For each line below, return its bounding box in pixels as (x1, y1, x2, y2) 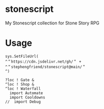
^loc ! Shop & (5, 82, 35, 87)
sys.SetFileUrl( (5, 54, 39, 59)
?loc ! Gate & (5, 77, 35, 83)
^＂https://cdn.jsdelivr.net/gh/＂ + (5, 59, 82, 64)
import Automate (9, 91, 43, 96)
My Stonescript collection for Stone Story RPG (5, 20, 100, 26)
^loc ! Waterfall (5, 86, 41, 91)
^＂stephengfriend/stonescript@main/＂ (5, 64, 86, 69)
